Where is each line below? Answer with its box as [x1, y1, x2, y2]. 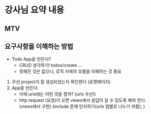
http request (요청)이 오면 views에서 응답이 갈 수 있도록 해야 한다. [19, 97, 147, 103]
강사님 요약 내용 [4, 4, 64, 16]
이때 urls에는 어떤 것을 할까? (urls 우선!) [19, 91, 96, 97]
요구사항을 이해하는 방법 [4, 42, 73, 51]
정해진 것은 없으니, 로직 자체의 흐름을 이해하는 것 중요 [19, 68, 121, 74]
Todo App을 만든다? [11, 56, 51, 62]
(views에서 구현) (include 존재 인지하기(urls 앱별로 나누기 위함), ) [19, 104, 146, 110]
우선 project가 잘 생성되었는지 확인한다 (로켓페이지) [11, 79, 111, 85]
